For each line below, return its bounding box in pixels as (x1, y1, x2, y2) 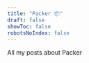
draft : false (7, 17, 45, 24)
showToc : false (7, 23, 51, 30)
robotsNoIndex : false (7, 29, 70, 37)
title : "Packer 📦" (7, 10, 63, 17)
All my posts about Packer (7, 48, 82, 57)
